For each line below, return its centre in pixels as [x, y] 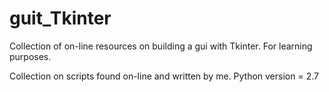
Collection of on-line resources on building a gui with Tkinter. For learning [161, 46]
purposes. [30, 56]
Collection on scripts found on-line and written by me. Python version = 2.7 [164, 76]
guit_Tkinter [60, 18]
